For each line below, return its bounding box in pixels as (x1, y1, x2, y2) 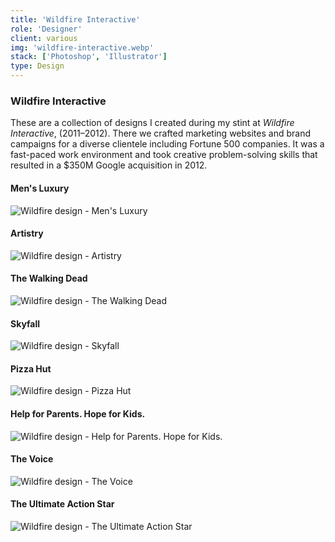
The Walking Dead (10, 272, 88, 285)
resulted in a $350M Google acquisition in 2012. (10, 159, 208, 171)
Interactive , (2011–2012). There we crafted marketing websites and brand (10, 127, 311, 140)
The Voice (10, 453, 54, 465)
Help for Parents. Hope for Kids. (10, 407, 146, 420)
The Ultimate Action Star (10, 498, 115, 510)
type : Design (10, 61, 65, 71)
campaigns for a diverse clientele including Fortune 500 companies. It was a (10, 138, 325, 150)
